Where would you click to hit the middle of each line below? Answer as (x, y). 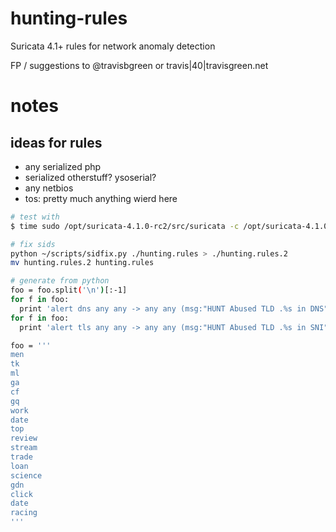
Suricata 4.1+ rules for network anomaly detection (113, 46)
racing (24, 513)
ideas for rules (56, 142)
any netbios (49, 188)
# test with (35, 217)
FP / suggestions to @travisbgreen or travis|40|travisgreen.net (139, 65)
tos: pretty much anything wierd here (101, 198)
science (26, 475)
